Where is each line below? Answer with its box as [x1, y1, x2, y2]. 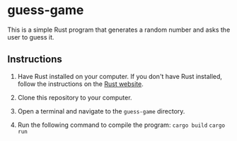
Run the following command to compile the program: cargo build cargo [17, 121, 225, 129]
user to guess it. [7, 32, 54, 41]
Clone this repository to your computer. [17, 93, 132, 102]
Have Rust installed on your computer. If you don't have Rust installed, [17, 72, 223, 80]
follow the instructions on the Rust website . [17, 80, 144, 88]
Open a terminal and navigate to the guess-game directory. [17, 106, 185, 115]
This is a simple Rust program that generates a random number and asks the [7, 25, 231, 34]
